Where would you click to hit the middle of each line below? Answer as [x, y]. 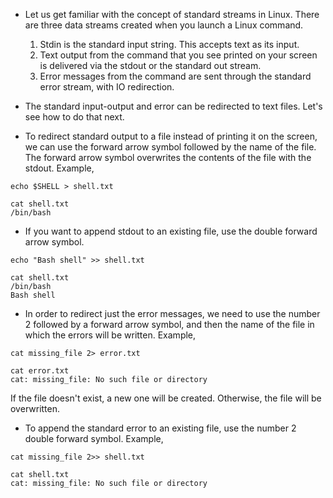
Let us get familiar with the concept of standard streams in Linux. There [172, 14]
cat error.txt [40, 371]
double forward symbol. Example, [94, 438]
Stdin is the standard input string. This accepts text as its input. [169, 44]
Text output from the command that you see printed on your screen [178, 55]
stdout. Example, [59, 168]
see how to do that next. [74, 117]
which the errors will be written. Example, [110, 335]
